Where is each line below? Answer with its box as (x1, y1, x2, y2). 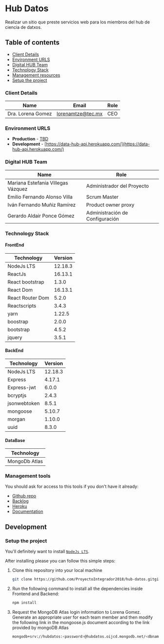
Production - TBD (12, 136, 49, 142)
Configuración (86, 215, 119, 222)
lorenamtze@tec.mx (57, 110, 103, 117)
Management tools (5, 473, 51, 480)
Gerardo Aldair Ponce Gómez (7, 212, 75, 219)
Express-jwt (7, 384, 36, 391)
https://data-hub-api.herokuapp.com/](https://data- (46, 141, 150, 147)
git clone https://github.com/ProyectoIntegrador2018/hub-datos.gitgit (12, 577, 161, 582)
